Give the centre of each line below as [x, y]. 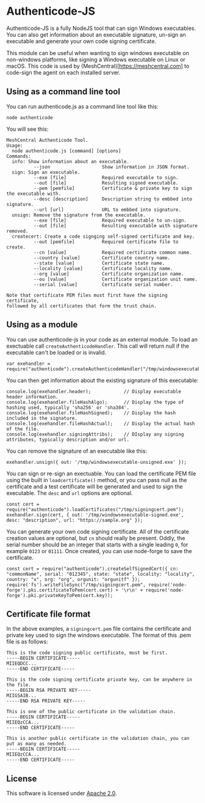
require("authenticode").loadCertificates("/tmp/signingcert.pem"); [95, 509]
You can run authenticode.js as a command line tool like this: [82, 106]
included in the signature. [42, 418]
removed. [17, 231]
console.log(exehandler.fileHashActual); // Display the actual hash [101, 424]
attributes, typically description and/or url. [68, 439]
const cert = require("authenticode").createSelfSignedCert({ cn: [92, 569]
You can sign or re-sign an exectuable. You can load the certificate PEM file [101, 473]
